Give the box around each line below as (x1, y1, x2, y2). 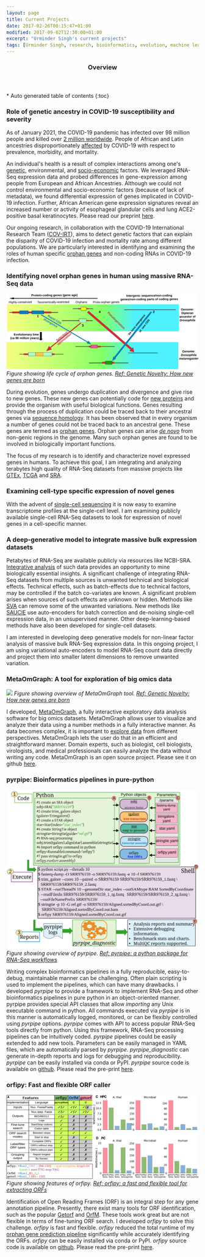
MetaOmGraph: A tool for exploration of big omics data (6, 675, 173, 684)
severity (6, 115, 32, 123)
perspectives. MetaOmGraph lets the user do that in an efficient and (6, 734, 178, 741)
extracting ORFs (6, 1186, 48, 1193)
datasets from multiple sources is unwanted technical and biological (17, 577, 189, 584)
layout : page (6, 10, 40, 16)
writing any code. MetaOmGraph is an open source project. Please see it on (6, 753, 197, 761)
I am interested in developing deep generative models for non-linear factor (6, 633, 194, 641)
